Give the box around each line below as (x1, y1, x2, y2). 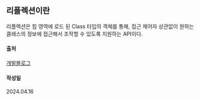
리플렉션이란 (6, 5, 50, 16)
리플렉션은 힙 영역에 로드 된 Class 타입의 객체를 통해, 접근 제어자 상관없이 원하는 (6, 23, 194, 30)
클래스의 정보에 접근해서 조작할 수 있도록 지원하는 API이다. (6, 30, 143, 37)
